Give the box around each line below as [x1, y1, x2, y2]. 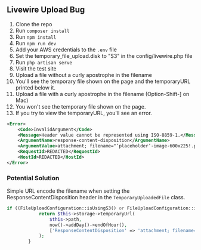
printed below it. [15, 84, 56, 91]
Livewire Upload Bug [7, 5, 85, 15]
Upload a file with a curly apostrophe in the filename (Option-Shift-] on [15, 90, 190, 97]
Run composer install [15, 27, 70, 34]
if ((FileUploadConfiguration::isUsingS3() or [7, 205, 125, 211]
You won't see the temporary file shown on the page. [15, 103, 146, 110]
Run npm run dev [15, 39, 57, 47]
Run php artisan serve [15, 58, 72, 66]
